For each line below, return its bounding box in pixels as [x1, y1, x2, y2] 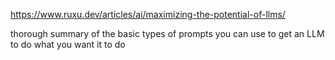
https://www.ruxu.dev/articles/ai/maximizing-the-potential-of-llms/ [10, 9, 286, 20]
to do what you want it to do [10, 39, 126, 50]
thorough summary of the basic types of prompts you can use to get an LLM [10, 28, 325, 39]
